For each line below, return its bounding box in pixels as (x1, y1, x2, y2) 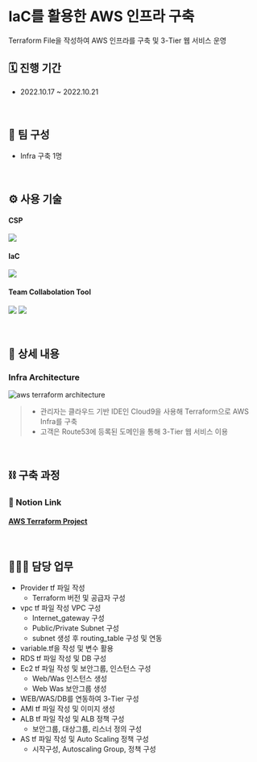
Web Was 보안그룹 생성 (31, 683, 107, 693)
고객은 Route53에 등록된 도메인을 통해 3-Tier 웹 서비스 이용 (39, 427, 228, 436)
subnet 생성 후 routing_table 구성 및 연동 (31, 633, 163, 643)
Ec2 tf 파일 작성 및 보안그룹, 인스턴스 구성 (19, 663, 151, 673)
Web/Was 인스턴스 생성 (31, 673, 107, 683)
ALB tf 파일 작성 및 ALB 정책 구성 (19, 714, 125, 723)
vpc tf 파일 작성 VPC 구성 (19, 602, 102, 613)
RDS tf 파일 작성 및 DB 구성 (19, 653, 107, 663)
